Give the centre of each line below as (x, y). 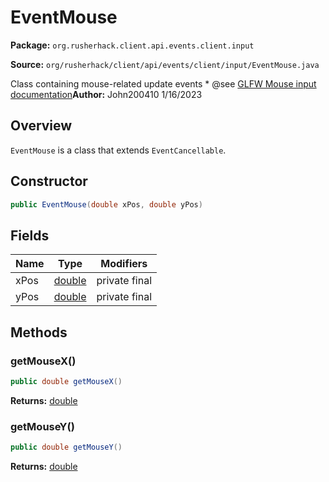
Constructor (49, 181)
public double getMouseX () (66, 381)
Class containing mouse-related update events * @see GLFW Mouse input (163, 83)
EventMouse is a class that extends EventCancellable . (118, 150)
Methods (39, 332)
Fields (30, 235)
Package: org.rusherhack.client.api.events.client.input (132, 45)
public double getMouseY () (66, 447)
